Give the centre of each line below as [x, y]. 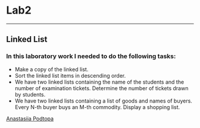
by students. [30, 94]
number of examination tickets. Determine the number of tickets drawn [101, 88]
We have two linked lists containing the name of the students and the [99, 82]
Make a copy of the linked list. [51, 69]
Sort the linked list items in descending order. [70, 75]
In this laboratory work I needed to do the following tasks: [91, 56]
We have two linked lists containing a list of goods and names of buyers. [103, 101]
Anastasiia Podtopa [30, 119]
